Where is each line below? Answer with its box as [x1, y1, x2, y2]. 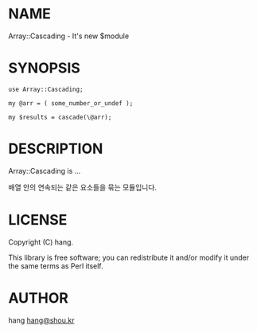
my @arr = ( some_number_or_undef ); [8, 99, 134, 108]
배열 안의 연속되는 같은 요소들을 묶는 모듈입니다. [8, 182, 158, 192]
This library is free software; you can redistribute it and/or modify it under [8, 253, 250, 262]
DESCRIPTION [8, 140, 103, 158]
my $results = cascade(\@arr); [8, 113, 112, 121]
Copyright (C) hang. [8, 237, 74, 247]
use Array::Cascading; [8, 85, 84, 93]
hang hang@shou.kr [8, 315, 75, 325]
